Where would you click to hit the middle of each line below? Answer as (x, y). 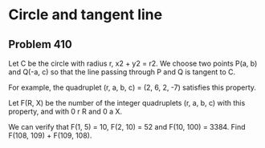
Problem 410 (40, 44)
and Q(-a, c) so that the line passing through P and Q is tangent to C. (122, 72)
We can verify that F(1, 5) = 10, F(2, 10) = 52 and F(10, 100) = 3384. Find (127, 127)
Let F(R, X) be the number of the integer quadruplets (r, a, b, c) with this (127, 103)
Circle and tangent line (86, 15)
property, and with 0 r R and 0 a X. (65, 111)
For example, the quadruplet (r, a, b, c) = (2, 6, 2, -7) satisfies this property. (132, 87)
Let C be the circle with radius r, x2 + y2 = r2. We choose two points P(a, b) (133, 63)
